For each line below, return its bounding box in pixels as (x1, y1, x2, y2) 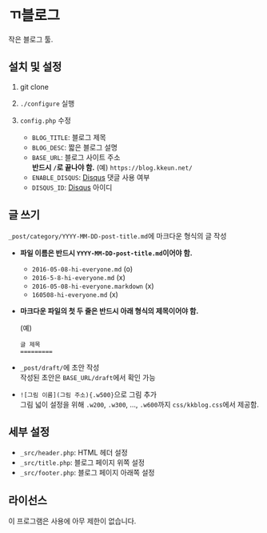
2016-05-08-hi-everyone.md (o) (31, 264, 133, 274)
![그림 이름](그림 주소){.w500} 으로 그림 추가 (19, 389, 157, 399)
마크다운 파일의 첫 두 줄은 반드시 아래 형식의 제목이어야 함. (19, 306, 199, 315)
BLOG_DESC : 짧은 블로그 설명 (31, 142, 118, 152)
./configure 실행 (19, 98, 75, 108)
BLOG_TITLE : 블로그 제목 (31, 132, 106, 142)
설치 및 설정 (8, 60, 62, 74)
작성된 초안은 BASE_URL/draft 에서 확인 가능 (19, 372, 156, 382)
